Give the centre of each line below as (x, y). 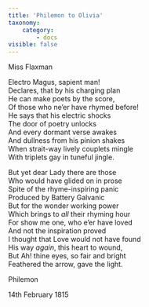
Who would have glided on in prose (65, 181)
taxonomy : (24, 23)
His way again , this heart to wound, (65, 247)
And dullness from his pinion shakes (67, 141)
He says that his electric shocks (60, 115)
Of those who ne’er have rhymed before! (73, 108)
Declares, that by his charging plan (64, 90)
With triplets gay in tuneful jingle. (62, 157)
